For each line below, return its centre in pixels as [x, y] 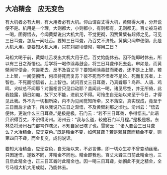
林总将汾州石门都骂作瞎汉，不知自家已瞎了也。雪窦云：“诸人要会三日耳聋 [80, 125]
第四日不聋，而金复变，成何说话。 [40, 138]
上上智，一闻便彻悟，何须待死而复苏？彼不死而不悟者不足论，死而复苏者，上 [83, 76]
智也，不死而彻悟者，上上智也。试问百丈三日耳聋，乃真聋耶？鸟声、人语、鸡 [83, 82]
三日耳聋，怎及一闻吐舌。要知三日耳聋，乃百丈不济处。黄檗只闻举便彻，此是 [83, 40]
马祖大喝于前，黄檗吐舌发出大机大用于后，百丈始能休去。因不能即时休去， [81, 57]
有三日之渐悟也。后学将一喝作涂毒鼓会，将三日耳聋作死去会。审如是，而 [83, 63]
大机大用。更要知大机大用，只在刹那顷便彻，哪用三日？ [62, 47]
